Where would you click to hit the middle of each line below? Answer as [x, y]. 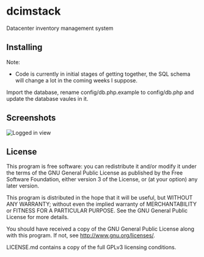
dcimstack [34, 11]
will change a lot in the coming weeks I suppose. [76, 80]
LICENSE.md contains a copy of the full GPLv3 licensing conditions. [91, 247]
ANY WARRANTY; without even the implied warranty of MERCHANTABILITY [102, 204]
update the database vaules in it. [47, 98]
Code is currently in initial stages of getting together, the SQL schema [103, 74]
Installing [24, 47]
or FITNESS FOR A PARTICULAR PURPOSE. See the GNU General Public [97, 211]
